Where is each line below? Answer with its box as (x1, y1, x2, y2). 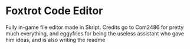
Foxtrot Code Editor (5, 4, 103, 18)
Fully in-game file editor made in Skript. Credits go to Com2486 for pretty (5, 24, 184, 31)
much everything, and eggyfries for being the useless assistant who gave (5, 30, 184, 37)
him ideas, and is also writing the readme (5, 36, 106, 43)
